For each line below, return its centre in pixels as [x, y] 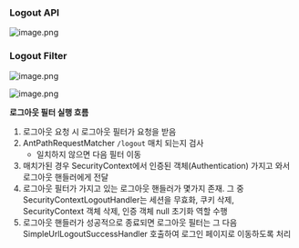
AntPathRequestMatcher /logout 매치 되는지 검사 [113, 143]
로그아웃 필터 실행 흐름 [49, 112]
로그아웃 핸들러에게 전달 [66, 177]
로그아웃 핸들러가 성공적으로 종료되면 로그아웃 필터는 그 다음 [130, 222]
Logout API [35, 13]
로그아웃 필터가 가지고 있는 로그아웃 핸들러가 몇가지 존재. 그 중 [133, 188]
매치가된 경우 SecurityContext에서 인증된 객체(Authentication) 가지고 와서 [156, 165]
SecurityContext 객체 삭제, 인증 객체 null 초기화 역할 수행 [125, 211]
